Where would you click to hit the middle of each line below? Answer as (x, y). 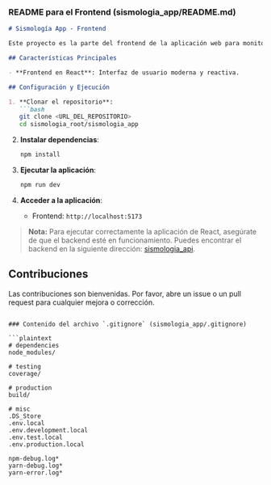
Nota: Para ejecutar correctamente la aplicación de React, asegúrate (142, 231)
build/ (19, 394)
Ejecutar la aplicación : (58, 170)
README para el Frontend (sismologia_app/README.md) (122, 12)
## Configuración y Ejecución (59, 87)
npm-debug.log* (34, 458)
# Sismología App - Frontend (57, 29)
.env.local (27, 423)
